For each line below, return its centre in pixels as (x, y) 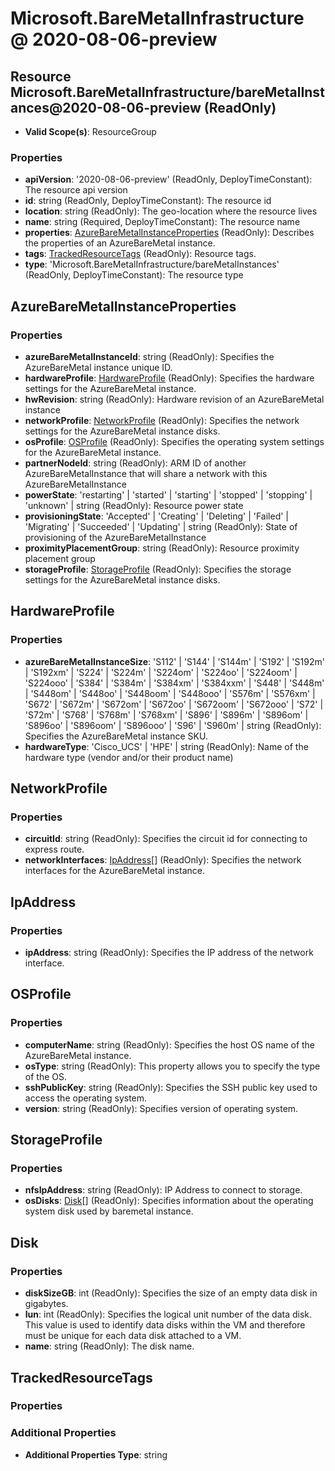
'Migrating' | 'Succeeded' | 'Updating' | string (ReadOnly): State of (161, 526)
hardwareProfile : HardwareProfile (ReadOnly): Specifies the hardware (169, 378)
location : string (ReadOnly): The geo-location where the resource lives (171, 211)
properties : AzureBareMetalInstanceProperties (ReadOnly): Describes (169, 233)
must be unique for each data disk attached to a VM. (133, 1336)
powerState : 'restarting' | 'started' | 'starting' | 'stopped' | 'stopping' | (168, 494)
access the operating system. (86, 1098)
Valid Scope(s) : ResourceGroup (90, 131)
